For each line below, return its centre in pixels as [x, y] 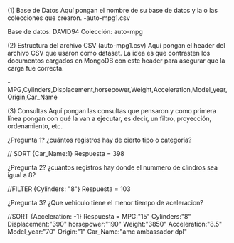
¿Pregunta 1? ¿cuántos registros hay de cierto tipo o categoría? [100, 140]
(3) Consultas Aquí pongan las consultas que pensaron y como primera [112, 111]
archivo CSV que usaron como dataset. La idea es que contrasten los [109, 53]
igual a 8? [22, 175]
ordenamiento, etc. [35, 126]
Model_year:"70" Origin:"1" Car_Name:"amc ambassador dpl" [97, 232]
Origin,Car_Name [33, 97]
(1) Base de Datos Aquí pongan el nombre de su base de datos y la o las [113, 10]
